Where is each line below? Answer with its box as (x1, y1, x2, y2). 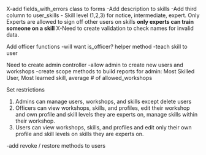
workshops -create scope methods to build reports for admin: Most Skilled (6, 68, 195, 75)
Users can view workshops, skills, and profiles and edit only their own (15, 124, 192, 131)
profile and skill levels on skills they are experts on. (15, 131, 144, 137)
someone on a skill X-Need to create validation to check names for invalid (6, 24, 194, 32)
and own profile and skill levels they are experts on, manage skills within (15, 111, 198, 118)
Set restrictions (6, 86, 45, 93)
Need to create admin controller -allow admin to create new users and (6, 61, 184, 68)
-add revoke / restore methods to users (6, 142, 106, 149)
